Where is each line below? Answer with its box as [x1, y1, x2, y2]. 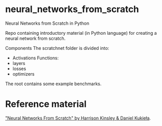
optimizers [12, 71, 35, 77]
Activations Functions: [12, 54, 59, 61]
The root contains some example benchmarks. [5, 81, 102, 87]
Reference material [5, 98, 87, 110]
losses [12, 66, 26, 72]
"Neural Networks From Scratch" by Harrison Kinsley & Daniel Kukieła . [5, 115, 151, 121]
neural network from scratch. [5, 35, 66, 41]
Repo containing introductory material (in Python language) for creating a [5, 30, 157, 36]
